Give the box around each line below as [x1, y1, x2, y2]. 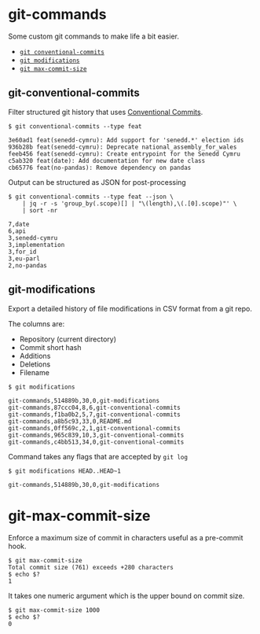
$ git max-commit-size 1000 [8, 606, 101, 614]
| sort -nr [22, 206, 58, 214]
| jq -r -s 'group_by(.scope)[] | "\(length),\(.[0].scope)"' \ [22, 199, 237, 208]
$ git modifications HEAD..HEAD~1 [8, 466, 122, 475]
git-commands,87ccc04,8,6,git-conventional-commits [8, 404, 181, 411]
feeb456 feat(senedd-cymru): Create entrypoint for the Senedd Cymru [8, 149, 241, 158]
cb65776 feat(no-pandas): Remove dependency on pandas [8, 164, 192, 171]
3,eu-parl [8, 254, 41, 263]
